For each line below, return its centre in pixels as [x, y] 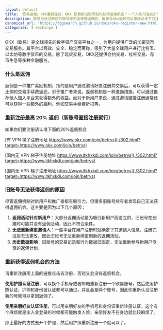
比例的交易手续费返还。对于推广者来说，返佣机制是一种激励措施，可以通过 [79, 92]
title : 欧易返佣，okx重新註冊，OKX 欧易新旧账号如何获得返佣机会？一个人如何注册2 [80, 14]
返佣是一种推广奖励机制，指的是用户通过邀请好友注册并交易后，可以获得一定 [81, 86]
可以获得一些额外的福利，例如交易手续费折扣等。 [54, 104]
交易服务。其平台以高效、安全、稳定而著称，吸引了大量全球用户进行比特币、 [81, 48]
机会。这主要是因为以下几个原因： [52, 207]
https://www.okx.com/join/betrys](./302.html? [95, 140]
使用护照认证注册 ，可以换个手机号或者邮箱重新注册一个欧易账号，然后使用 [79, 284]
